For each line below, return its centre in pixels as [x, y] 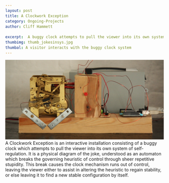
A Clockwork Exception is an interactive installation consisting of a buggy [81, 143]
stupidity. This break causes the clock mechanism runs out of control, [77, 164]
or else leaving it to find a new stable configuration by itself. [67, 175]
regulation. [16, 153]
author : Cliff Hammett [29, 27]
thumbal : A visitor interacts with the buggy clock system [68, 48]
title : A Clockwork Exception [37, 16]
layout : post [19, 11]
